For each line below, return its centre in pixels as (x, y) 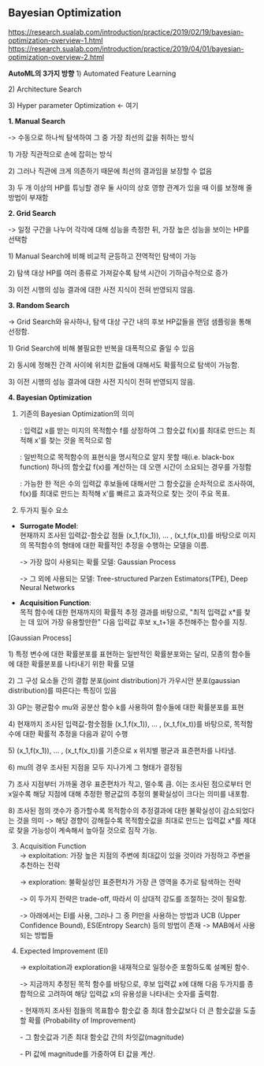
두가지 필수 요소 (44, 510)
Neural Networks (47, 587)
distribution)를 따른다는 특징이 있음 (62, 690)
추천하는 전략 (40, 865)
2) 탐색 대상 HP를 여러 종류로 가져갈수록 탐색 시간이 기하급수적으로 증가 (118, 273)
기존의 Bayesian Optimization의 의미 (77, 414)
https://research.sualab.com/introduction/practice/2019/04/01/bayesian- (126, 48)
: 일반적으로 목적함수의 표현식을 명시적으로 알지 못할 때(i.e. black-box (127, 457)
